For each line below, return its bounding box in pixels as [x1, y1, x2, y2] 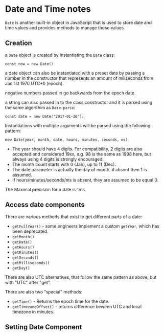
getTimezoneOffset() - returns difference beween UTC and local [12, 303, 142, 309]
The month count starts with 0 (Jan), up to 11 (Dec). [12, 161, 116, 167]
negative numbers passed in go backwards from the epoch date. [5, 90, 136, 96]
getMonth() [12, 234, 35, 239]
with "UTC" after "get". [5, 279, 51, 285]
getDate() [12, 240, 33, 245]
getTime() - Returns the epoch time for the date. [12, 298, 110, 304]
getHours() [12, 245, 35, 250]
